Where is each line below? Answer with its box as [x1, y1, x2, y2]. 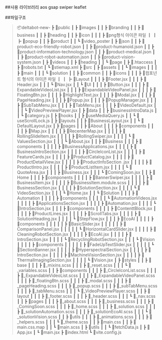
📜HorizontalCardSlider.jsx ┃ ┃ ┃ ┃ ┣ [83, 226, 153, 232]
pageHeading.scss [16, 283, 57, 289]
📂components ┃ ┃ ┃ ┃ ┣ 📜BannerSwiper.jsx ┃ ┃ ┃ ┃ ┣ [45, 174, 149, 180]
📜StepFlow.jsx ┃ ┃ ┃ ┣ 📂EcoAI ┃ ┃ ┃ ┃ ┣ [76, 216, 154, 221]
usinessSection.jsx [16, 185, 57, 190]
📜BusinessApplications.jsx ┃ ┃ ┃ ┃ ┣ [61, 144, 133, 149]
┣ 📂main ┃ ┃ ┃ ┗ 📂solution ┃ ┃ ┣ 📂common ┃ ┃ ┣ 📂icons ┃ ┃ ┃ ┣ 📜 [16, 70, 146, 76]
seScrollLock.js [16, 118, 50, 123]
